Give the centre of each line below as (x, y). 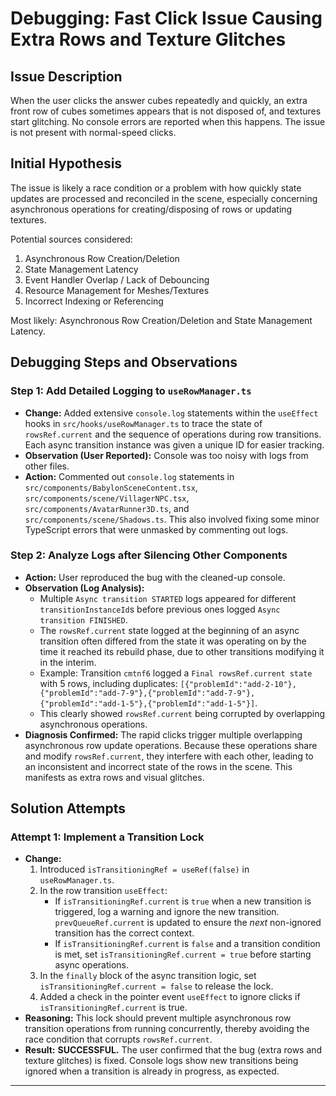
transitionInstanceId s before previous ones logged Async (160, 609)
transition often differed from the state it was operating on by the (173, 641)
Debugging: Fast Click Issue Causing (166, 18)
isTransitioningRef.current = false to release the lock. (156, 986)
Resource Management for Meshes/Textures (117, 290)
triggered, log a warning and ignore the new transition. (167, 912)
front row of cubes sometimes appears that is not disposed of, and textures (166, 111)
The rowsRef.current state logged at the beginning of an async (169, 630)
